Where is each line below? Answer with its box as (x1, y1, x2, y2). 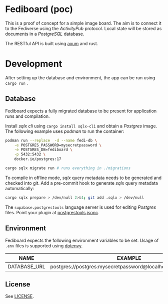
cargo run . (5, 80, 28, 86)
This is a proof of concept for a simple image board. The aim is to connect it (5, 20, 161, 26)
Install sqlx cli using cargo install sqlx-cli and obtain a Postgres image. (5, 123, 157, 129)
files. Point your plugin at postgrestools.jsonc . (5, 209, 99, 215)
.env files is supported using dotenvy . (5, 242, 83, 249)
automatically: (5, 185, 34, 191)
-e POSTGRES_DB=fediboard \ (14, 147, 72, 153)
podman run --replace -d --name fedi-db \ (5, 138, 97, 143)
